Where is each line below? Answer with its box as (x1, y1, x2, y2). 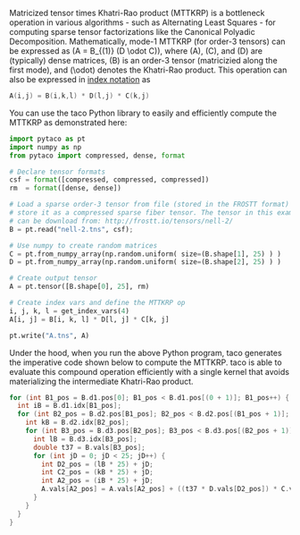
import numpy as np (9, 142, 82, 151)
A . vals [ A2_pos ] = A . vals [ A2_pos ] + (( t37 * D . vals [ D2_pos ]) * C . (41, 485, 290, 494)
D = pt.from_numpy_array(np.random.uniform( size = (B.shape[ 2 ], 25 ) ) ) (9, 258, 281, 267)
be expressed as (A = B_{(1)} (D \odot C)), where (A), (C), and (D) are (9, 46, 263, 56)
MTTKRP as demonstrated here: (9, 116, 128, 128)
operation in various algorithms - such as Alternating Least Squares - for (9, 17, 277, 28)
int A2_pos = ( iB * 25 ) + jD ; (41, 476, 154, 486)
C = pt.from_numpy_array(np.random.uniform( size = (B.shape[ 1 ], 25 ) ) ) (9, 250, 281, 259)
